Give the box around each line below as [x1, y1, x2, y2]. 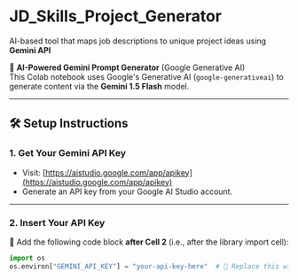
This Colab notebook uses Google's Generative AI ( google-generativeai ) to [9, 71, 284, 82]
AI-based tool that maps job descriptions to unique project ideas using [9, 35, 267, 46]
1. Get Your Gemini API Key [9, 147, 127, 159]
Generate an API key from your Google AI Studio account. [21, 186, 233, 197]
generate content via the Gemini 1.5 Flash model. [9, 81, 190, 91]
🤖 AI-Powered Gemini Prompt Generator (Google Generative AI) [9, 62, 246, 73]
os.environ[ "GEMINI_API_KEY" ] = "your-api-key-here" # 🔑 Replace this [9, 261, 279, 271]
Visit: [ [21, 167, 46, 178]
